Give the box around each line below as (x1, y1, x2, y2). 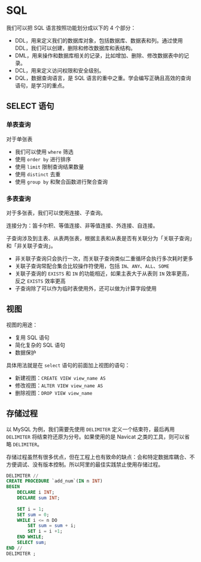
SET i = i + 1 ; (28, 528, 63, 534)
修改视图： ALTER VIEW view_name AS (14, 382, 103, 389)
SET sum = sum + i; (28, 522, 77, 529)
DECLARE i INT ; (17, 490, 55, 495)
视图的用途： (6, 321, 38, 328)
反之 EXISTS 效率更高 (14, 277, 66, 285)
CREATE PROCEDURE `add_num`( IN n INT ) (6, 478, 103, 484)
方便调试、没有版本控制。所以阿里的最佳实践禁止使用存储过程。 (6, 461, 163, 468)
